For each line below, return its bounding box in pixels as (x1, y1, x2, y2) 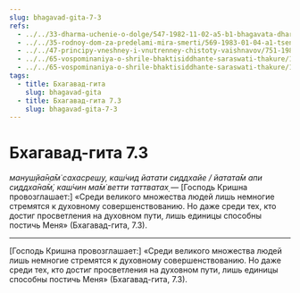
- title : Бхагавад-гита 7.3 (17, 96, 122, 105)
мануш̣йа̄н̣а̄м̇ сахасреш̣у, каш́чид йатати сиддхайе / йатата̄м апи (9, 172, 263, 183)
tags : (9, 71, 29, 80)
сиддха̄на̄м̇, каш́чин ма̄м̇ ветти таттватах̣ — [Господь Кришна (9, 182, 248, 193)
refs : (9, 21, 29, 30)
